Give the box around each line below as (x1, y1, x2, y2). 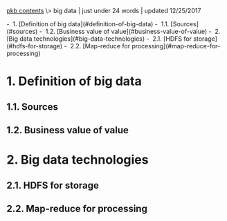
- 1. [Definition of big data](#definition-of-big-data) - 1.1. (6, 20, 170, 28)
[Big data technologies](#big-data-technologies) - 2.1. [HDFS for (6, 35, 192, 43)
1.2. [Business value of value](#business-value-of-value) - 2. (45, 28, 221, 35)
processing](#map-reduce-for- (131, 42, 221, 50)
